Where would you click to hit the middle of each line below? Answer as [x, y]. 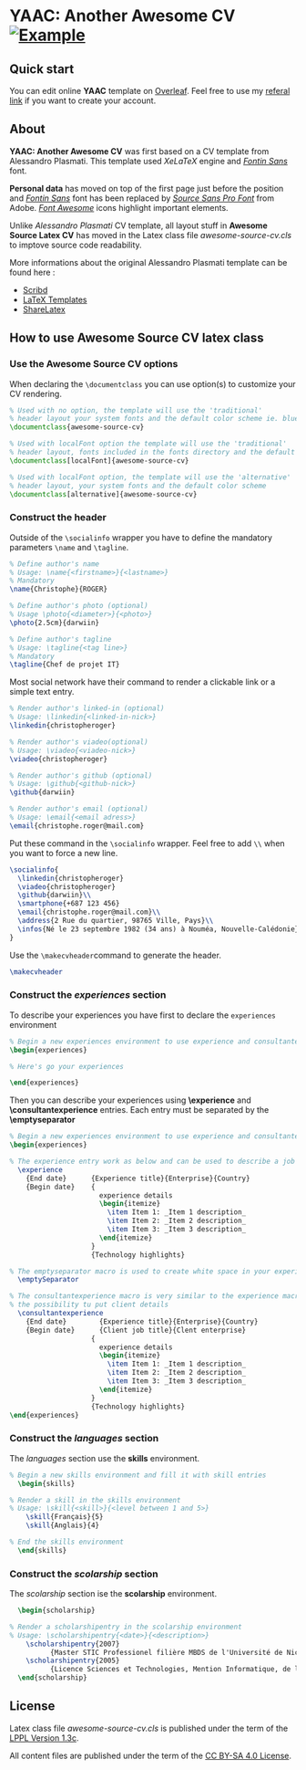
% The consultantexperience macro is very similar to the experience [144, 1296]
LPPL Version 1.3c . [44, 1738]
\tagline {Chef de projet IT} [65, 665]
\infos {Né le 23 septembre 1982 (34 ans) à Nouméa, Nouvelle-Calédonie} [158, 929]
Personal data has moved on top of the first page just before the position [147, 188]
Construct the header [58, 518]
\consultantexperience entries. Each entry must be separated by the [139, 1110]
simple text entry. [42, 692]
